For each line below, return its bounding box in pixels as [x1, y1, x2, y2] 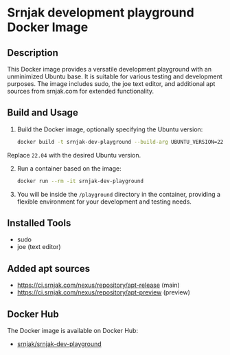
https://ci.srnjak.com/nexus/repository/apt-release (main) [16, 281, 180, 290]
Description [7, 47, 58, 58]
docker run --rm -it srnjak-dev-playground [16, 177, 144, 184]
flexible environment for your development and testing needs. [16, 197, 192, 206]
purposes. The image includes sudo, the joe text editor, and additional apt [7, 80, 216, 87]
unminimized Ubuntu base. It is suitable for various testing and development [7, 72, 223, 80]
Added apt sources [7, 263, 91, 275]
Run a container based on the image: [16, 164, 122, 173]
